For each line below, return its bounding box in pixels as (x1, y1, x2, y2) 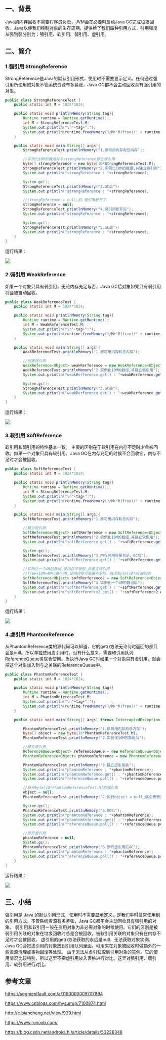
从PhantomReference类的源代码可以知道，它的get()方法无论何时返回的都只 (5, 643, 158, 649)
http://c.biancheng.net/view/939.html (5, 1010, 82, 1016)
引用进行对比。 (18, 961, 48, 967)
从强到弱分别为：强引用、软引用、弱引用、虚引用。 (5, 31, 109, 37)
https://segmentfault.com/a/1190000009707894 (5, 990, 103, 996)
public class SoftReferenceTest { (5, 467, 77, 471)
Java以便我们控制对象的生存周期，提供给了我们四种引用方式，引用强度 (13, 25, 158, 31)
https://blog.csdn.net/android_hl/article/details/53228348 (5, 1029, 123, 1035)
